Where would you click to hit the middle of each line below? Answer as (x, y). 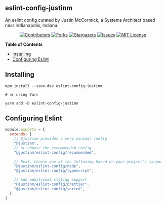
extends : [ (21, 134)
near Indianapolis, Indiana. (32, 25)
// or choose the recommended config (53, 148)
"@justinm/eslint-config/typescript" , (54, 171)
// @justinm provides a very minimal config (61, 139)
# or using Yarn (22, 95)
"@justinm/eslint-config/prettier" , (52, 184)
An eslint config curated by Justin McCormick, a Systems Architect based (80, 20)
